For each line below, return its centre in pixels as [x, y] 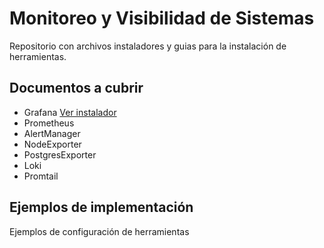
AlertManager [52, 133]
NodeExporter [52, 144]
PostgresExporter [60, 154]
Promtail [41, 176]
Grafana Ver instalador [70, 112]
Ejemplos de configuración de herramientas [99, 231]
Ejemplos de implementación [101, 207]
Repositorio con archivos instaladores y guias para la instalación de [148, 46]
